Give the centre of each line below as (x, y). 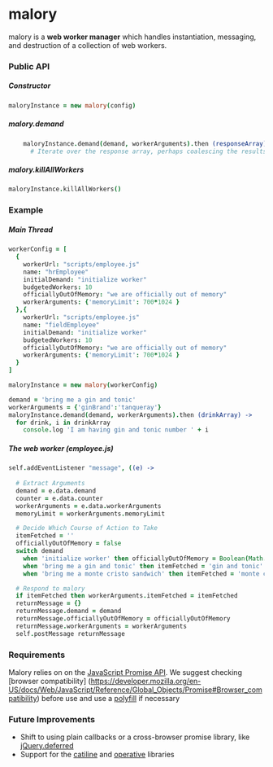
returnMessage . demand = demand (69, 611)
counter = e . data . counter (60, 498)
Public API (29, 66)
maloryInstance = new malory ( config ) (72, 105)
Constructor (30, 85)
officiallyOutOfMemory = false (69, 543)
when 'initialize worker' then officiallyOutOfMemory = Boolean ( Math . (145, 559)
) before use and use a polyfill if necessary (108, 698)
